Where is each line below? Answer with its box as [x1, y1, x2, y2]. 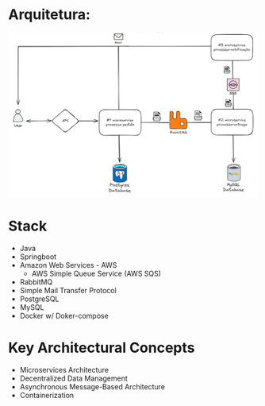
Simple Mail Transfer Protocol [19, 286, 117, 296]
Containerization [19, 391, 75, 400]
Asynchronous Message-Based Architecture [19, 382, 165, 392]
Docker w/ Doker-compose [19, 311, 109, 321]
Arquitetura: [8, 6, 91, 24]
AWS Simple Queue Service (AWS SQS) [31, 269, 161, 279]
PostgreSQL [19, 294, 60, 304]
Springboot [19, 252, 57, 261]
